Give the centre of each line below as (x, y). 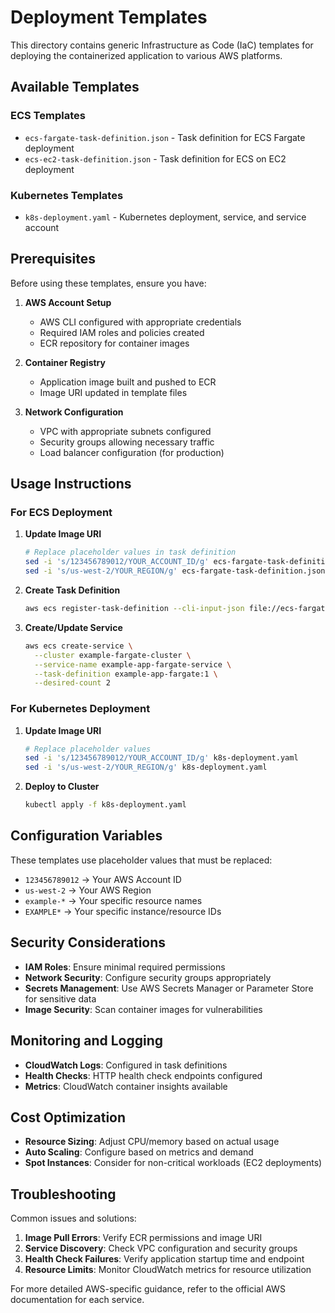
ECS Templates (48, 116)
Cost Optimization (68, 1117)
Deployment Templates (109, 17)
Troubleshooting (63, 1194)
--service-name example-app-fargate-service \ (133, 664)
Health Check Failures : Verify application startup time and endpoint (164, 1259)
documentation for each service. (77, 1300)
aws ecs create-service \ (78, 646)
